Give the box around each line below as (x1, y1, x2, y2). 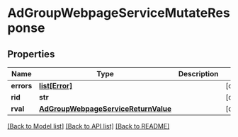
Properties (7, 48, 55, 60)
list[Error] (38, 81, 73, 90)
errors (11, 81, 33, 90)
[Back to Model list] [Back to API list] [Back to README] (7, 122, 170, 130)
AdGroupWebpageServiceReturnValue (38, 104, 172, 114)
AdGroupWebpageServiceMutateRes (7, 5, 230, 21)
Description (178, 69, 219, 78)
